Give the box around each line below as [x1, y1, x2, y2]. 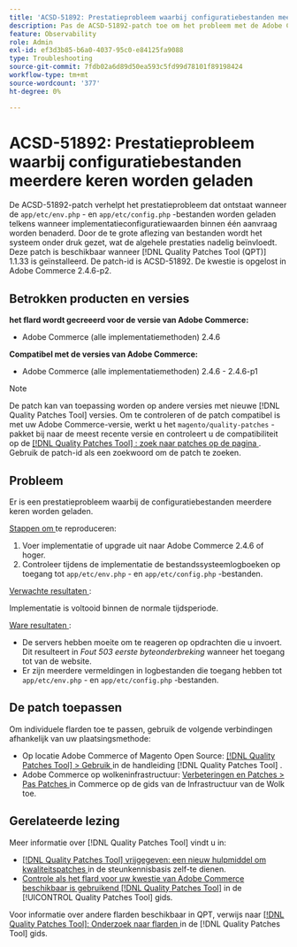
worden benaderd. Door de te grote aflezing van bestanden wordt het [9, 227, 263, 239]
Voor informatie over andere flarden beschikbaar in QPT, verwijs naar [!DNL [9, 909, 285, 920]
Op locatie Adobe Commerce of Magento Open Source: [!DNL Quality [21, 750, 276, 761]
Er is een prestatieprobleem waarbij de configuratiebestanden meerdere [9, 497, 272, 507]
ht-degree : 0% [9, 87, 62, 96]
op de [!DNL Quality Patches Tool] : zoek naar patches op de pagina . [9, 438, 262, 449]
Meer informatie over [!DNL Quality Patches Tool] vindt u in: [9, 837, 227, 848]
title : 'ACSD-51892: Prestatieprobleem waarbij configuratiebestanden [9, 12, 275, 22]
